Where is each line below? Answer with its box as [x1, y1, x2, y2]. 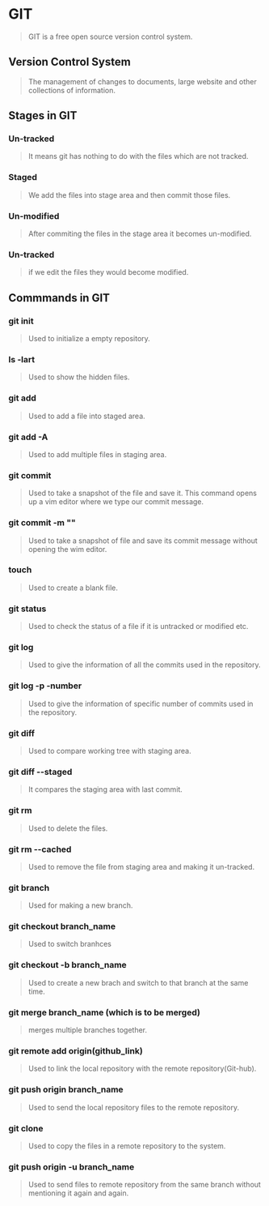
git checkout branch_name [8, 921, 116, 932]
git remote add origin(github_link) [8, 1045, 143, 1056]
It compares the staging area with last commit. [27, 785, 183, 794]
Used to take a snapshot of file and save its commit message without [27, 536, 258, 545]
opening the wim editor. [27, 544, 107, 554]
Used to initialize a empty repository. [27, 334, 151, 344]
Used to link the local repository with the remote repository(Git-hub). [27, 1063, 257, 1074]
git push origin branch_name [8, 1084, 124, 1095]
